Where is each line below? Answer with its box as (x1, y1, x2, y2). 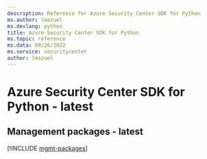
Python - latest (7, 99, 94, 114)
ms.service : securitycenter (7, 49, 88, 56)
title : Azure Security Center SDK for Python (7, 29, 139, 36)
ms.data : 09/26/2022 (7, 42, 66, 49)
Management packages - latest (7, 126, 144, 138)
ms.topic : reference (7, 36, 66, 42)
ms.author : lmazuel (7, 16, 63, 23)
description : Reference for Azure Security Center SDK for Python (7, 10, 201, 17)
